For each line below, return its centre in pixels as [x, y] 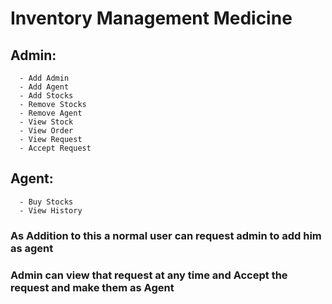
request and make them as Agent [92, 287]
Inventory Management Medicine [151, 18]
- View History [51, 210]
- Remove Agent [51, 113]
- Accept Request [55, 148]
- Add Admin [44, 78]
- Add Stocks [46, 96]
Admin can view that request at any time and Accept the [149, 275]
